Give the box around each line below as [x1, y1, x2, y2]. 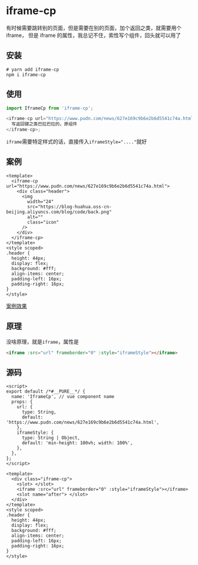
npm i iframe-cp [6, 72, 46, 78]
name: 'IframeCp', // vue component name [11, 394, 115, 400]
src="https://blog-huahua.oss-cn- [27, 204, 112, 210]
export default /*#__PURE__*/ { [6, 388, 85, 395]
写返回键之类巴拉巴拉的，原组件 [11, 121, 78, 127]
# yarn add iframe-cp [6, 67, 60, 72]
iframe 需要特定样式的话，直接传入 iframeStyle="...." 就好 [6, 138, 147, 145]
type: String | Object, [21, 435, 81, 441]
